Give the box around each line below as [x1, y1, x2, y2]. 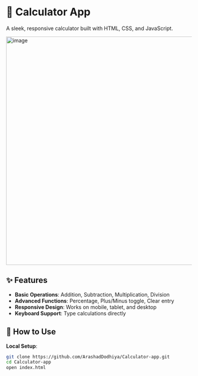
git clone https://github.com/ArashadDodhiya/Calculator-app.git [6, 354, 170, 360]
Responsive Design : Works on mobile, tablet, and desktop [14, 303, 157, 311]
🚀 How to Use [6, 327, 56, 337]
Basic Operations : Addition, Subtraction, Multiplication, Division [14, 291, 170, 298]
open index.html [6, 365, 46, 371]
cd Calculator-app [6, 359, 51, 365]
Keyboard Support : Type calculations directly [14, 310, 126, 317]
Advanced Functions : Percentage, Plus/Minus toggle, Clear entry [14, 297, 174, 304]
